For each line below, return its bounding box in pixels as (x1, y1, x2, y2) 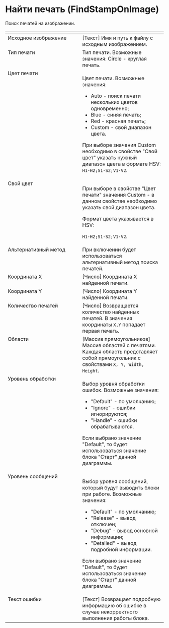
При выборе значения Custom (82, 141, 156, 148)
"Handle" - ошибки (91, 417, 137, 424)
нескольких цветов (91, 98, 138, 105)
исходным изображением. (82, 40, 147, 47)
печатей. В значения (82, 315, 132, 322)
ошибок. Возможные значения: (82, 387, 159, 394)
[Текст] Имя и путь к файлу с (82, 34, 153, 41)
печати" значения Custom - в (82, 191, 154, 198)
